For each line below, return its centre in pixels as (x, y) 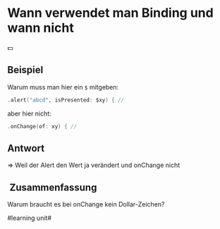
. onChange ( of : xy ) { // (42, 126)
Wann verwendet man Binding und (110, 13)
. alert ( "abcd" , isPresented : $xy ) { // (66, 100)
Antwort (26, 148)
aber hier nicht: (29, 113)
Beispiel (25, 70)
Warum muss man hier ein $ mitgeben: (63, 87)
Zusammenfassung (53, 187)
